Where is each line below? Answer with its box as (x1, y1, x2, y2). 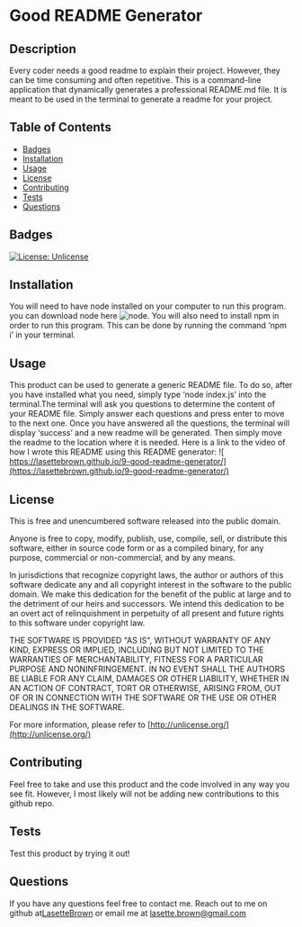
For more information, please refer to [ (9, 719, 151, 730)
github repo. (9, 797, 55, 808)
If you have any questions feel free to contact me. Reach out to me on (9, 897, 268, 909)
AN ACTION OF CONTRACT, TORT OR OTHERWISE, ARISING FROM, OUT (9, 683, 281, 694)
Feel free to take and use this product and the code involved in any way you (9, 778, 290, 789)
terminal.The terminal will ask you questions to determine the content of (9, 399, 276, 409)
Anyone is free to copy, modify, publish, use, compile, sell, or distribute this (9, 533, 288, 544)
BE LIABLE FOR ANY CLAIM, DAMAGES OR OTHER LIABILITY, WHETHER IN (9, 673, 289, 684)
